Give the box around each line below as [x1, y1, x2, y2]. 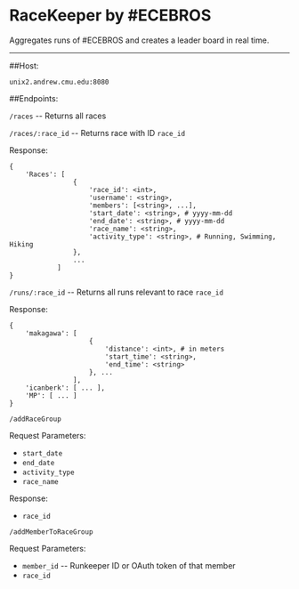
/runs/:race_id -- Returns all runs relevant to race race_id [9, 286, 224, 297]
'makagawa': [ [25, 328, 77, 338]
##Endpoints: [9, 93, 59, 103]
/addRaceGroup [9, 415, 62, 424]
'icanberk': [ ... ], [25, 383, 105, 392]
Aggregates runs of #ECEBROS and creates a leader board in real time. [9, 35, 270, 45]
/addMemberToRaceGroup [9, 527, 93, 537]
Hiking [9, 239, 34, 249]
